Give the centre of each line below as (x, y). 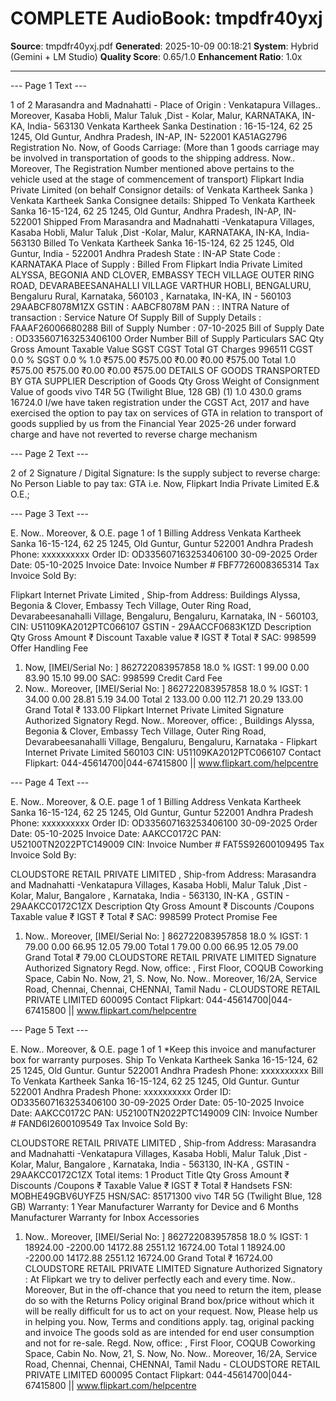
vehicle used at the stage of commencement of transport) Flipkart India (157, 179)
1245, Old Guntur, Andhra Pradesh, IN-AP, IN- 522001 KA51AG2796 (149, 136)
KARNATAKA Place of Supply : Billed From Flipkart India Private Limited (156, 264)
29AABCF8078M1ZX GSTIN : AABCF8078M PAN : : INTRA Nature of (150, 306)
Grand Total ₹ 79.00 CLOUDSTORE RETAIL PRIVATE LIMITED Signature (170, 957)
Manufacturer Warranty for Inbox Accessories (105, 1217)
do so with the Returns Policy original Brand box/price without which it (169, 1300)
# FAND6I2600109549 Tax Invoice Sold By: (99, 1123)
